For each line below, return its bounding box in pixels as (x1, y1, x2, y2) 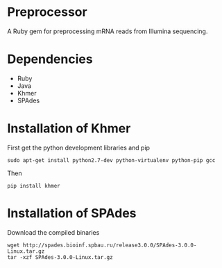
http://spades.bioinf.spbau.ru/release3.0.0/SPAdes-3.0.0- (22, 242, 197, 249)
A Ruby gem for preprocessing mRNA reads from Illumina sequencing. (7, 27, 208, 35)
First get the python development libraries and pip (7, 143, 151, 152)
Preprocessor (7, 4, 88, 20)
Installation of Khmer (7, 120, 131, 136)
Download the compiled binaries (7, 228, 100, 236)
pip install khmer (7, 182, 60, 189)
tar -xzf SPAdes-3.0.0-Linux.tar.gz (7, 253, 113, 260)
